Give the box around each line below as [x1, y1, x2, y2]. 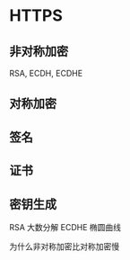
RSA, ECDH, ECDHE [9, 68, 83, 78]
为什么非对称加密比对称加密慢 [9, 240, 119, 252]
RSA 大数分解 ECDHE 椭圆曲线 [9, 221, 122, 232]
